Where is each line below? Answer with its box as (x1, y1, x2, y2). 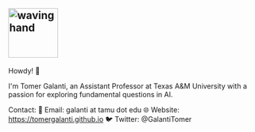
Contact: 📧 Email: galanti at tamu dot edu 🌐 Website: (8, 104, 180, 115)
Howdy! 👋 (8, 66, 41, 75)
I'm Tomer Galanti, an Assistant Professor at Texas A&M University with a (8, 81, 248, 91)
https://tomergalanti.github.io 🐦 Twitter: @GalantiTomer (8, 114, 192, 123)
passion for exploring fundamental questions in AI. (8, 89, 173, 99)
